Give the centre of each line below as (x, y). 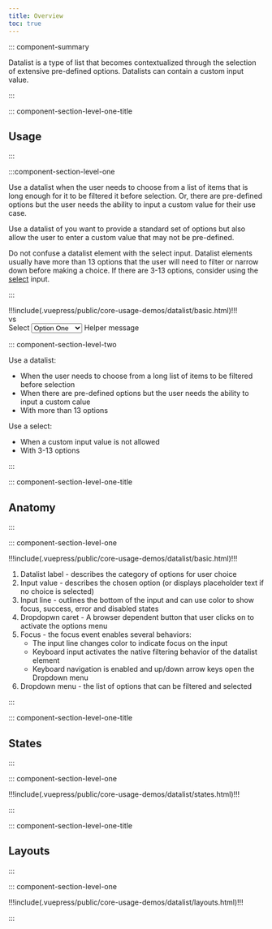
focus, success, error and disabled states (89, 609)
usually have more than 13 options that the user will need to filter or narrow (134, 262)
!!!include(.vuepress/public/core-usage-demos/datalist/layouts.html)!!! (126, 902)
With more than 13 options (64, 411)
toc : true (25, 24)
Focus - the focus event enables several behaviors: (106, 634)
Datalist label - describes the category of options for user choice (128, 574)
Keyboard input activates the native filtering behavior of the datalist (145, 652)
